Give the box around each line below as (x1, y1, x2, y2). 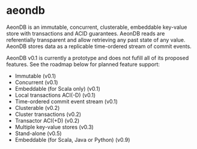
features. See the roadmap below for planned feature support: (6, 61, 160, 68)
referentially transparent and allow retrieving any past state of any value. (6, 36, 186, 43)
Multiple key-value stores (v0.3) (14, 123, 94, 130)
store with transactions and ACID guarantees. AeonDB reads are (6, 29, 165, 37)
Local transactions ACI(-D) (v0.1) (14, 91, 96, 99)
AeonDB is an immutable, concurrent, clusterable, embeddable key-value (6, 23, 187, 31)
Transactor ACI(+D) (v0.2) (14, 117, 80, 124)
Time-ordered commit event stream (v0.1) (14, 97, 118, 105)
